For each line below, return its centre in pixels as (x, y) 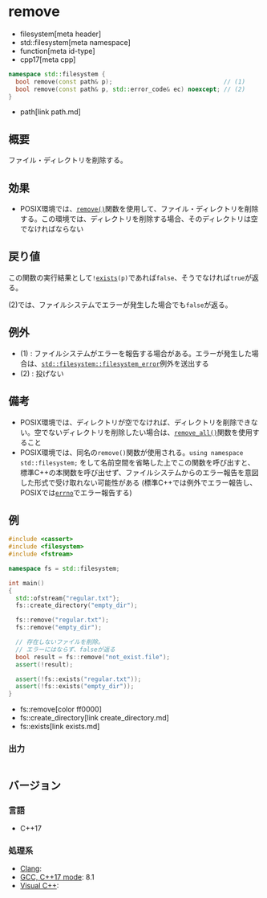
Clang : (31, 869)
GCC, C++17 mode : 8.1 (57, 877)
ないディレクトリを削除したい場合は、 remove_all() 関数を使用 (150, 432)
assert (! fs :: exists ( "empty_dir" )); (75, 687)
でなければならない (52, 229)
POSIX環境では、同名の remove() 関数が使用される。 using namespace (131, 452)
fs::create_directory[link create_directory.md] (95, 718)
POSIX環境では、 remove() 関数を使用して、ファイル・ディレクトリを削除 (139, 209)
